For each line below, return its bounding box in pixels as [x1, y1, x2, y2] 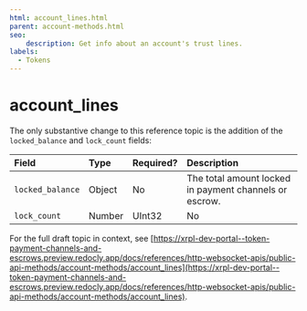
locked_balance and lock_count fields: [9, 134, 153, 146]
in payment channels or [186, 183, 288, 196]
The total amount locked [186, 171, 291, 184]
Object [88, 183, 118, 196]
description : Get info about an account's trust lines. [26, 38, 244, 48]
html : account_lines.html [9, 13, 108, 23]
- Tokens [17, 56, 51, 65]
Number [88, 209, 124, 222]
